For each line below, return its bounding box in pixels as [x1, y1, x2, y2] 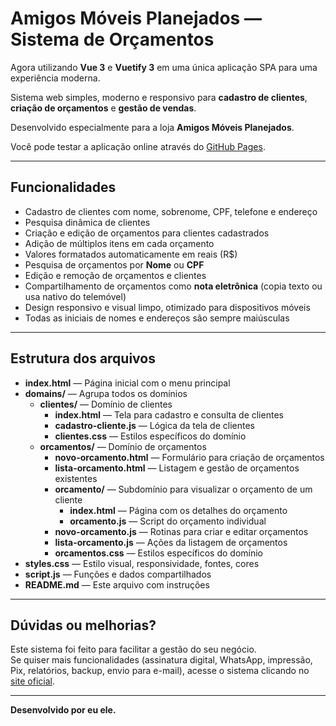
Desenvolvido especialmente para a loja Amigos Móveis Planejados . [10, 121, 295, 133]
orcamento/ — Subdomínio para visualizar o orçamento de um [54, 483, 313, 495]
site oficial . [10, 675, 55, 687]
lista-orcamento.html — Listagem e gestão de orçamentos [54, 462, 300, 474]
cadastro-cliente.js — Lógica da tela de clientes [54, 419, 255, 431]
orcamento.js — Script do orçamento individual [69, 515, 267, 527]
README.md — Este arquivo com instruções [24, 578, 210, 591]
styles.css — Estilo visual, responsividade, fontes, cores [24, 557, 260, 569]
